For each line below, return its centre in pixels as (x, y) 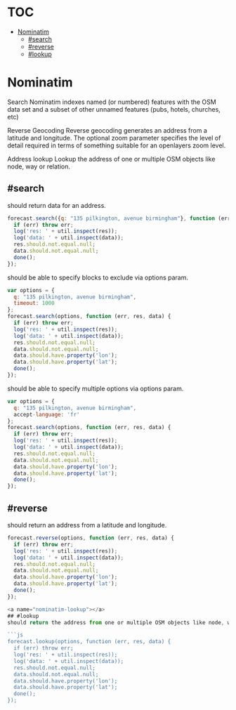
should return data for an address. (57, 205)
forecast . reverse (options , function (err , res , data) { (91, 538)
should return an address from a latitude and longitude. (87, 525)
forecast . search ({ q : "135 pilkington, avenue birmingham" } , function (111, 218)
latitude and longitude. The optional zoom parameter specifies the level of (114, 138)
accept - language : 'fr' (47, 414)
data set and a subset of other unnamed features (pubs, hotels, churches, (114, 109)
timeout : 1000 (34, 303)
